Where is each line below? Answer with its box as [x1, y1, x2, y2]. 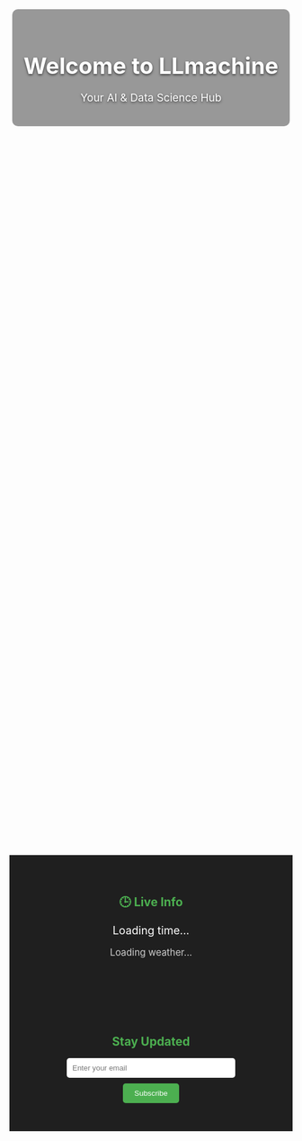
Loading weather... [109, 946, 193, 958]
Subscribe [134, 1089, 168, 1099]
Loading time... [111, 922, 191, 938]
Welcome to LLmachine [23, 51, 279, 80]
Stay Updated [111, 1034, 191, 1049]
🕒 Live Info [119, 894, 183, 910]
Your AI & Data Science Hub [80, 90, 222, 104]
